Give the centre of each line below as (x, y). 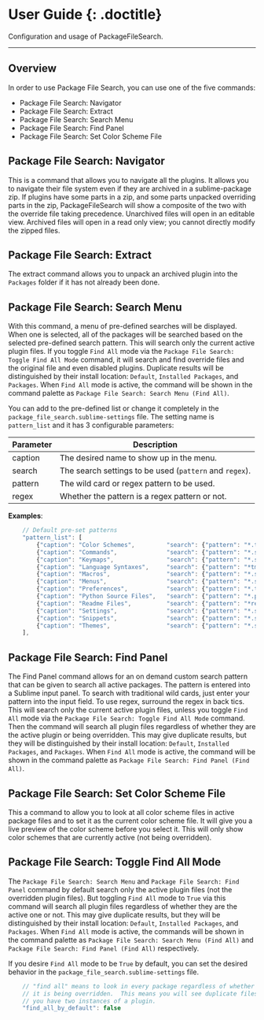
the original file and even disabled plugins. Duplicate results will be (116, 368)
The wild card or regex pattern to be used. (137, 484)
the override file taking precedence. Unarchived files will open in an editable (132, 214)
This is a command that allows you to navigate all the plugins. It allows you (128, 180)
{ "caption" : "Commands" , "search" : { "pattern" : (139, 552)
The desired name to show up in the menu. (138, 458)
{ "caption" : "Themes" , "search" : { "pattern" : (139, 625)
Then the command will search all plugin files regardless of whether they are (132, 727)
